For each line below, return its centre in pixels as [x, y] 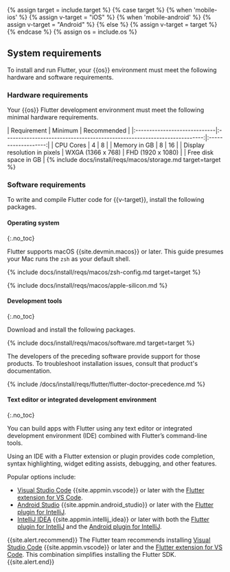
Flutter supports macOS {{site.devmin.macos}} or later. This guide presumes [116, 251]
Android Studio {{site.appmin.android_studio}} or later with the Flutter [115, 505]
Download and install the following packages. [71, 330]
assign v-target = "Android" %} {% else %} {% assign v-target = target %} [112, 24]
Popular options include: [42, 477]
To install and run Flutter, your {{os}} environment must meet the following [112, 70]
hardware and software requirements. [60, 77]
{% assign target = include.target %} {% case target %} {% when [100, 10]
